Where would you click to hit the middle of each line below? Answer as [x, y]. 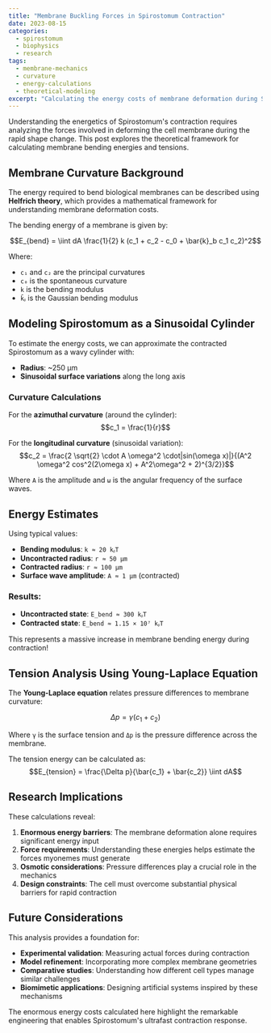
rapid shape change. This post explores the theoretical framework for [124, 139]
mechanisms [41, 996]
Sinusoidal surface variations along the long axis [102, 376]
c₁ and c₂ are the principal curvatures [82, 273]
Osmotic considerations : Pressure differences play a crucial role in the [138, 866]
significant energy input [59, 840]
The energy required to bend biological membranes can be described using [134, 193]
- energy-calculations [54, 83]
